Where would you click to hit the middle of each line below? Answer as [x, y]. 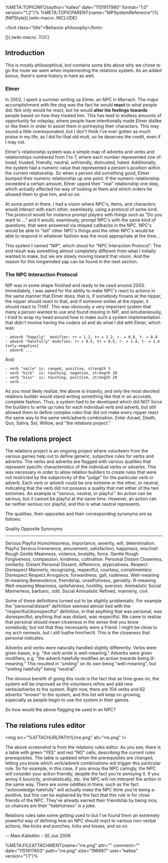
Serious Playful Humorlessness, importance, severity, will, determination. [80, 543]
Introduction [25, 53]
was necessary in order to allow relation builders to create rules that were [81, 472]
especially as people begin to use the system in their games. [67, 700]
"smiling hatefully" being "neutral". [41, 669]
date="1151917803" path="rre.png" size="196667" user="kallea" [71, 851]
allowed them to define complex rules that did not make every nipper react [82, 412]
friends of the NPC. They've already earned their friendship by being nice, [81, 800]
